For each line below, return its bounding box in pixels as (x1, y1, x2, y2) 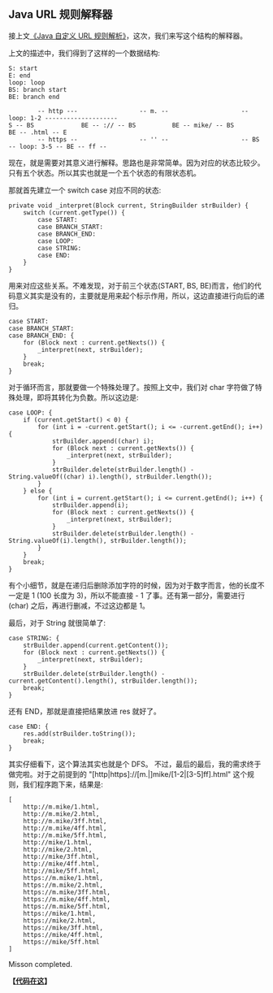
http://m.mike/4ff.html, (23, 824, 107, 832)
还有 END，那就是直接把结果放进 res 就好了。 (8, 706, 161, 716)
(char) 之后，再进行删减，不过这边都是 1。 (8, 601, 150, 610)
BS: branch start (8, 85, 67, 93)
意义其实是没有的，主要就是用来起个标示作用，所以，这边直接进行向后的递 (15, 291, 265, 301)
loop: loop (8, 78, 45, 87)
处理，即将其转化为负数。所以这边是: (15, 392, 140, 402)
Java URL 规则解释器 (8, 7, 113, 22)
